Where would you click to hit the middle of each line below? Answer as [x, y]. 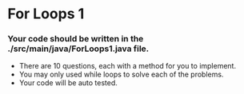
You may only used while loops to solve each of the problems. [121, 74]
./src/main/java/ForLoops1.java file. [78, 49]
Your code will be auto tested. [68, 83]
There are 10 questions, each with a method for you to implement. [128, 66]
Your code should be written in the [76, 39]
